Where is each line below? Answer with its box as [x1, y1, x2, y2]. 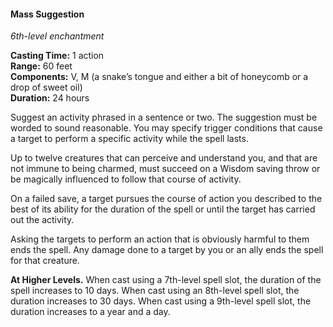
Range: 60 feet [10, 60, 73, 72]
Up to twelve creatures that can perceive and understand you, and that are [10, 152, 318, 164]
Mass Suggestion [10, 8, 85, 20]
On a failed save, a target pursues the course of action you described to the [10, 193, 323, 205]
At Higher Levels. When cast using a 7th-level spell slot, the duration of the [10, 274, 322, 286]
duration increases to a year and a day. [10, 306, 171, 318]
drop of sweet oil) [10, 81, 83, 94]
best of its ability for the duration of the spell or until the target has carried [10, 203, 316, 215]
